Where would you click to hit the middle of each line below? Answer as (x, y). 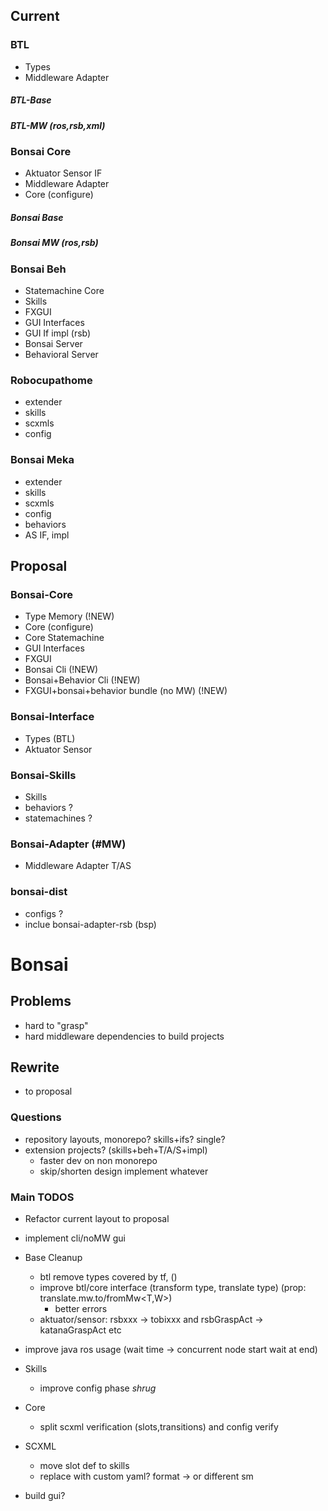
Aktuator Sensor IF (63, 173)
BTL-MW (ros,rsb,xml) (58, 125)
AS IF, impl (47, 535)
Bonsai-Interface (52, 717)
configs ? (44, 913)
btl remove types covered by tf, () (108, 1277)
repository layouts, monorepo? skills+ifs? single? (125, 1139)
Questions (36, 1117)
